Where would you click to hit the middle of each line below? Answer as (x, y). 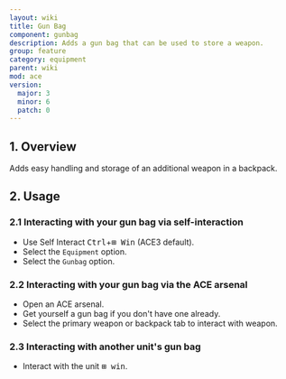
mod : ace (26, 77)
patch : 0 (34, 110)
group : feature (38, 51)
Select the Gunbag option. (69, 261)
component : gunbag (44, 34)
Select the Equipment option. (74, 251)
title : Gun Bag (38, 26)
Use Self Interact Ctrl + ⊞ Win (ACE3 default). (108, 242)
